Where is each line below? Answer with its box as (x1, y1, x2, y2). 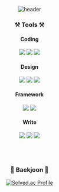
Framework (15, 90, 44, 98)
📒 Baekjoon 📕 (10, 165, 49, 173)
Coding (20, 35, 39, 42)
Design (21, 63, 38, 70)
